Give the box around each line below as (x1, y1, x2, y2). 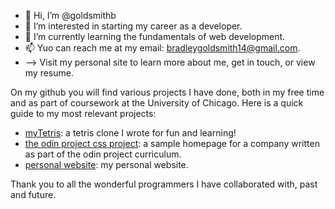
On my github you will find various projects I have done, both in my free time (10, 86, 325, 98)
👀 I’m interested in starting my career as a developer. (24, 20, 243, 32)
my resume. (24, 67, 74, 79)
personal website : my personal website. (24, 159, 189, 170)
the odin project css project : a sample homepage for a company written (24, 138, 320, 149)
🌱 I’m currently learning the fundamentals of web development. (24, 31, 286, 42)
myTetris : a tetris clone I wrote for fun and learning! (24, 127, 237, 139)
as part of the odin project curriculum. (24, 148, 182, 160)
